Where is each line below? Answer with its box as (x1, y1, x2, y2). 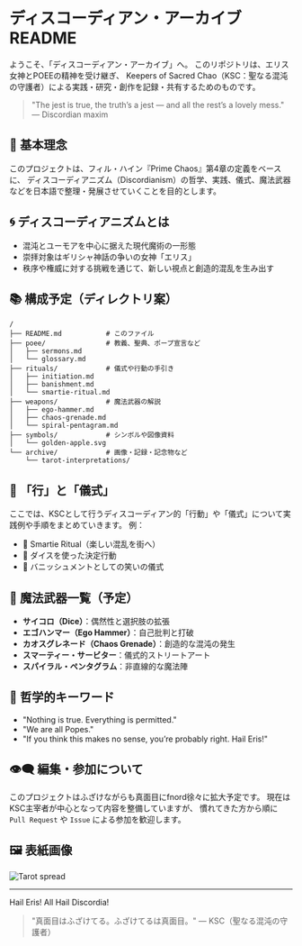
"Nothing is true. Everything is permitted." (22, 714, 177, 725)
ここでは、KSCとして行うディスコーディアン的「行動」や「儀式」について (9, 508, 284, 519)
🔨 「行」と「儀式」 (9, 483, 115, 498)
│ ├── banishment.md (9, 380, 94, 389)
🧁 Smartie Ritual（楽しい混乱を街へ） (22, 539, 161, 550)
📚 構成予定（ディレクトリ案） (9, 291, 178, 306)
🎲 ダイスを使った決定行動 (22, 550, 117, 561)
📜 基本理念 (9, 137, 67, 153)
